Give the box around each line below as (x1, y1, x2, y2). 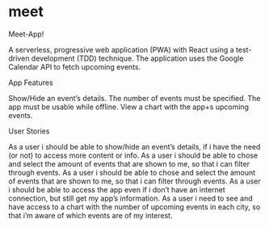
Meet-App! (8, 29, 44, 39)
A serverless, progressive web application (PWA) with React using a (8, 44, 234, 54)
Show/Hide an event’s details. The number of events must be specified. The (8, 93, 261, 103)
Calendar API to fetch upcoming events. (8, 61, 141, 71)
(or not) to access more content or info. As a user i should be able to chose (8, 150, 258, 160)
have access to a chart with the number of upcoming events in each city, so (8, 201, 261, 212)
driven (8, 53, 30, 63)
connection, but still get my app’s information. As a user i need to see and (8, 193, 253, 203)
